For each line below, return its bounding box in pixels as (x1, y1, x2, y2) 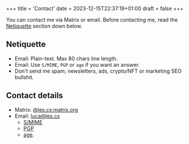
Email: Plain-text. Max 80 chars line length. (14, 55, 118, 62)
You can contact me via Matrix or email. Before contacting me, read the (6, 16, 178, 23)
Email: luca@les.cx (14, 112, 60, 119)
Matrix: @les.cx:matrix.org (14, 106, 78, 113)
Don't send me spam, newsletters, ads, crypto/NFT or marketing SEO (14, 67, 182, 74)
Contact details (6, 91, 63, 101)
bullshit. (14, 73, 34, 81)
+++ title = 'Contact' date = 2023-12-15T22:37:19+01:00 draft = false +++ (6, 5, 184, 12)
